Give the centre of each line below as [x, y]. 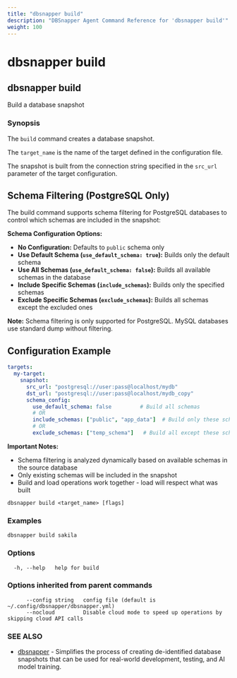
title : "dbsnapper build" [45, 14]
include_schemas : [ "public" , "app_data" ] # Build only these [126, 420]
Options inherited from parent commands [80, 585]
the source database [48, 468]
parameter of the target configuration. [62, 173]
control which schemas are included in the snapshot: [84, 220]
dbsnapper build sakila [42, 535]
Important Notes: [33, 446]
